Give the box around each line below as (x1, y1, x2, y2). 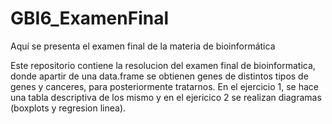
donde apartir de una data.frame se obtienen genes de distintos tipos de (10, 70, 309, 82)
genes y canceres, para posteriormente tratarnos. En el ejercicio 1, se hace (10, 80, 319, 92)
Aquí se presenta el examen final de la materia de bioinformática (10, 40, 276, 52)
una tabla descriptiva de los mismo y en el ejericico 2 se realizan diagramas (10, 91, 322, 103)
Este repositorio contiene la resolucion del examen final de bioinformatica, (10, 59, 316, 71)
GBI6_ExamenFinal (10, 7, 169, 30)
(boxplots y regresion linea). (10, 102, 127, 114)
